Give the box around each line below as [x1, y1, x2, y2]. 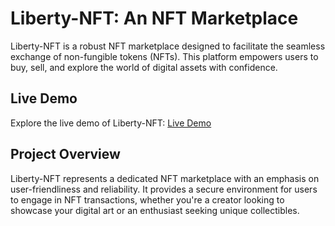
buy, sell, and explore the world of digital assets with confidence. [10, 61, 278, 73]
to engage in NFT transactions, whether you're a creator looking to [10, 193, 285, 206]
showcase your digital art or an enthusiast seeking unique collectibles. [10, 204, 300, 216]
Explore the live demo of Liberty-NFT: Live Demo [10, 117, 212, 129]
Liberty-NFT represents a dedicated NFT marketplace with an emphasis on [10, 172, 320, 184]
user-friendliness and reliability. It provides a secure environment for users [10, 183, 318, 195]
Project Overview [10, 146, 121, 163]
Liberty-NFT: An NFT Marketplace [10, 7, 299, 30]
